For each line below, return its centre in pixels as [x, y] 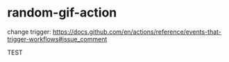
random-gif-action [62, 13]
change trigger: [29, 32]
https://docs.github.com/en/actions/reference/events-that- [137, 32]
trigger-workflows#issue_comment [57, 39]
